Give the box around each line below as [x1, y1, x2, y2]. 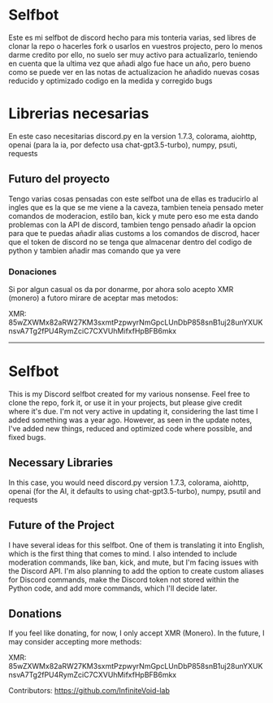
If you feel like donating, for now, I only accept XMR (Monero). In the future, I [8, 628, 265, 638]
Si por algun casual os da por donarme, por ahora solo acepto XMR [8, 284, 234, 294]
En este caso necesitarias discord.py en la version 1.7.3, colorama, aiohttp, [8, 131, 258, 141]
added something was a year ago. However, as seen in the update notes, [8, 415, 253, 425]
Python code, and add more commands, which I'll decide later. [8, 583, 218, 593]
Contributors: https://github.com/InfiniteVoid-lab [8, 686, 171, 696]
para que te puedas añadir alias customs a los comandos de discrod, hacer [8, 228, 260, 238]
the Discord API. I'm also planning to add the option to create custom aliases [8, 565, 264, 575]
